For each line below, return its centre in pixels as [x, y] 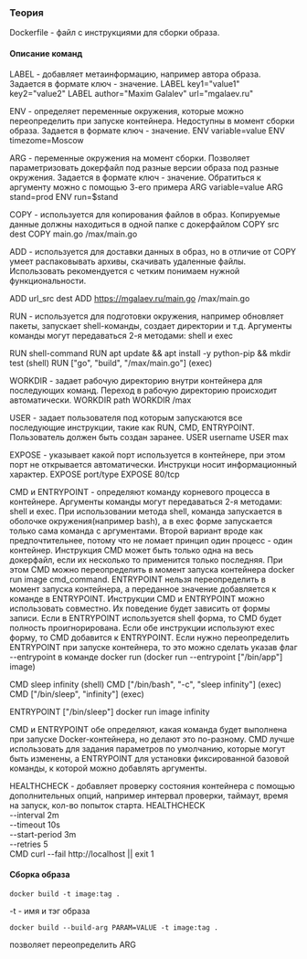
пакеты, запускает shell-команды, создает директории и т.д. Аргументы [151, 325]
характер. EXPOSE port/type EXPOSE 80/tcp [95, 474]
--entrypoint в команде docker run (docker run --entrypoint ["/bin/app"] [146, 657]
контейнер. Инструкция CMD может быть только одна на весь [132, 550]
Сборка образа [40, 875]
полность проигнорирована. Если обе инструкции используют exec [143, 627]
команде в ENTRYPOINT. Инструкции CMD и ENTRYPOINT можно [137, 598]
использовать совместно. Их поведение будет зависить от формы [140, 608]
